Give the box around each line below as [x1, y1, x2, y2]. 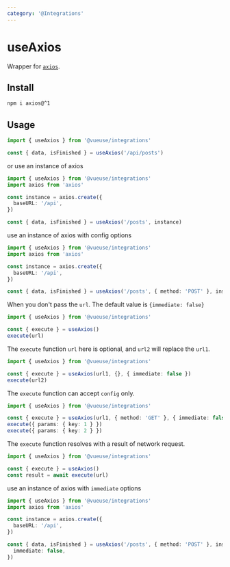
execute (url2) [7, 377, 48, 384]
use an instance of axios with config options [7, 231, 132, 239]
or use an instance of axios [7, 161, 84, 170]
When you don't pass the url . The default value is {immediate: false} [7, 300, 205, 308]
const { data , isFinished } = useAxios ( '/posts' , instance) [7, 219, 183, 226]
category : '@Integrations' [7, 10, 84, 17]
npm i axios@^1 [7, 100, 51, 107]
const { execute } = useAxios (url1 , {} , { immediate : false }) [7, 370, 192, 377]
